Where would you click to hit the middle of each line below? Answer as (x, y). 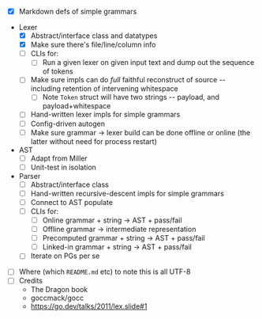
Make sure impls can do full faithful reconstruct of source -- (128, 80)
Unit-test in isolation (63, 167)
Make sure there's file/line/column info (93, 45)
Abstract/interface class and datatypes (94, 36)
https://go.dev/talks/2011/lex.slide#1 (89, 306)
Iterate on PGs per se (65, 256)
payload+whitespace (77, 106)
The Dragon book (59, 290)
